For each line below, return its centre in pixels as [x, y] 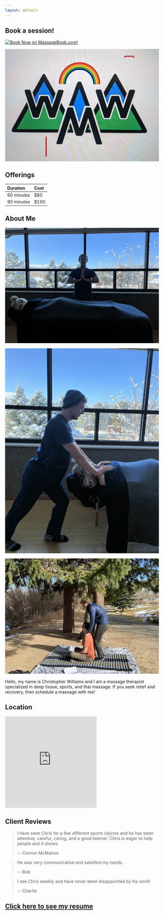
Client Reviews [28, 822]
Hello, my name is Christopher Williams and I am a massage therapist [75, 681]
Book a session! [30, 31]
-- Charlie [27, 891]
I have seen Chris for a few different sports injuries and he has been [85, 833]
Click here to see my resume [49, 906]
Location [19, 707]
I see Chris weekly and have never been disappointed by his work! [84, 881]
